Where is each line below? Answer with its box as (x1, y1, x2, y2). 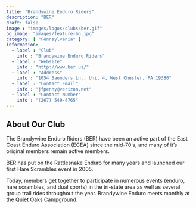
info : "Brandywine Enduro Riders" (17, 53, 105, 59)
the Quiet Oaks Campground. (6, 196, 78, 203)
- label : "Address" (11, 70, 63, 76)
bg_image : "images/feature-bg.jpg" (6, 31, 95, 37)
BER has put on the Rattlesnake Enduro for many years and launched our (6, 159, 185, 167)
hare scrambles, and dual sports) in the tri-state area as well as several (6, 183, 181, 191)
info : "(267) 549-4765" (17, 97, 79, 103)
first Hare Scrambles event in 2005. (6, 166, 94, 173)
